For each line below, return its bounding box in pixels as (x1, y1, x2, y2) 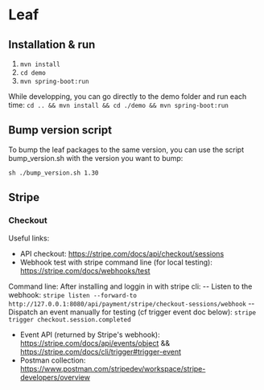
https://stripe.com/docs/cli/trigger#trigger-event (19, 347, 181, 356)
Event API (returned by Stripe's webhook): (19, 330, 161, 339)
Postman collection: (19, 355, 86, 365)
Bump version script (8, 123, 113, 138)
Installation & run (8, 38, 96, 51)
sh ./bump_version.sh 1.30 (8, 169, 99, 177)
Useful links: (8, 233, 50, 243)
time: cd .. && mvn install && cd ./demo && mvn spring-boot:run (8, 101, 229, 109)
